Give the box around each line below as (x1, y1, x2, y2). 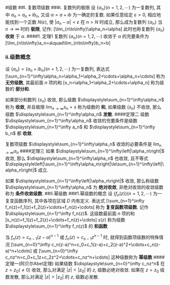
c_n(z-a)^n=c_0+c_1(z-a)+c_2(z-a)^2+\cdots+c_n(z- (51, 241, 161, 247)
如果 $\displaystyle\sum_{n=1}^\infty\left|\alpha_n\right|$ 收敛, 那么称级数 (5, 178, 159, 184)
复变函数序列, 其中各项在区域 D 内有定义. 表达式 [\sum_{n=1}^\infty (5, 198, 145, 204)
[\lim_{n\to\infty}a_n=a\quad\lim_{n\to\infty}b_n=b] (5, 40, 111, 46)
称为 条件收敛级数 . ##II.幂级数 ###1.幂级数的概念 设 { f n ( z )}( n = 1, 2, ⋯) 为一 (5, 191, 162, 198)
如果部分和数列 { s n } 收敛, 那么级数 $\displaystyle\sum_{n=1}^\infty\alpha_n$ (5, 97, 164, 104)
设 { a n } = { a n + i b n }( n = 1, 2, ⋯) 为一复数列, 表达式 (5, 66, 110, 74)
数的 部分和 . (5, 86, 30, 92)
